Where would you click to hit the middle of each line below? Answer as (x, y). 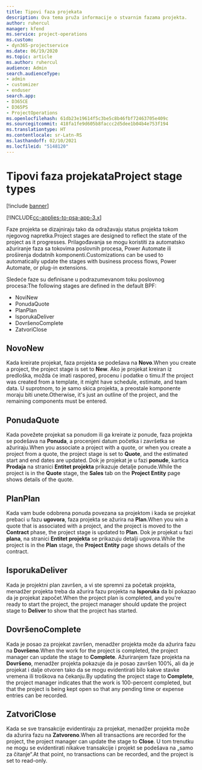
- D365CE (17, 101)
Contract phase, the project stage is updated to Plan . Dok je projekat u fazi (99, 532)
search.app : (21, 96)
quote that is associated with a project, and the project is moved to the (94, 526)
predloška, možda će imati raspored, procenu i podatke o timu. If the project (100, 376)
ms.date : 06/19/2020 (32, 51)
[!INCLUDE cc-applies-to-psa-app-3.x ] (54, 217)
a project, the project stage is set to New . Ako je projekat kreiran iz (89, 369)
